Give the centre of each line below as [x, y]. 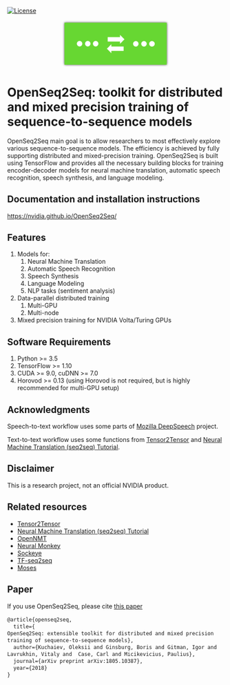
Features [27, 238]
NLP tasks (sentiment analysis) [71, 291]
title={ [24, 626]
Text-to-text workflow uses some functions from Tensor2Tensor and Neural [115, 440]
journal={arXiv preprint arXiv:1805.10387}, [78, 661]
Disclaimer [31, 469]
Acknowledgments [49, 410]
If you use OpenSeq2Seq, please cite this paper [75, 606]
